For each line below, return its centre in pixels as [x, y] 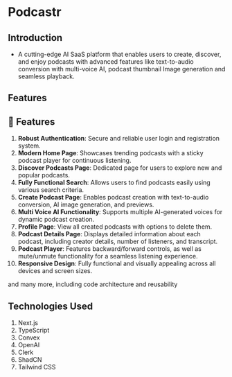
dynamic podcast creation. [56, 220]
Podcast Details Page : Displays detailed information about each [109, 234]
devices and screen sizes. [55, 271]
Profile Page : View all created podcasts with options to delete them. [115, 227]
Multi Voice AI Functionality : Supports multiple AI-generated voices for [120, 212]
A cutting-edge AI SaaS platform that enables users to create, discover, [119, 54]
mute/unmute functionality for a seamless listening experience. [108, 256]
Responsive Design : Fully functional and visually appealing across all [117, 263]
